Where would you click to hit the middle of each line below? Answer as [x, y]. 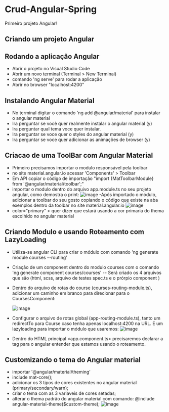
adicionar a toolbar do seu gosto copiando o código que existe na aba [85, 200]
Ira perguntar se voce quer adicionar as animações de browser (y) [81, 140]
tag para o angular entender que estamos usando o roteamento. [79, 344]
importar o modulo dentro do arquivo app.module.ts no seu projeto [81, 189]
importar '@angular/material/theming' [51, 372]
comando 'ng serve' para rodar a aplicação [57, 79]
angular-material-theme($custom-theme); [56, 404]
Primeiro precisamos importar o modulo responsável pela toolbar [80, 167]
